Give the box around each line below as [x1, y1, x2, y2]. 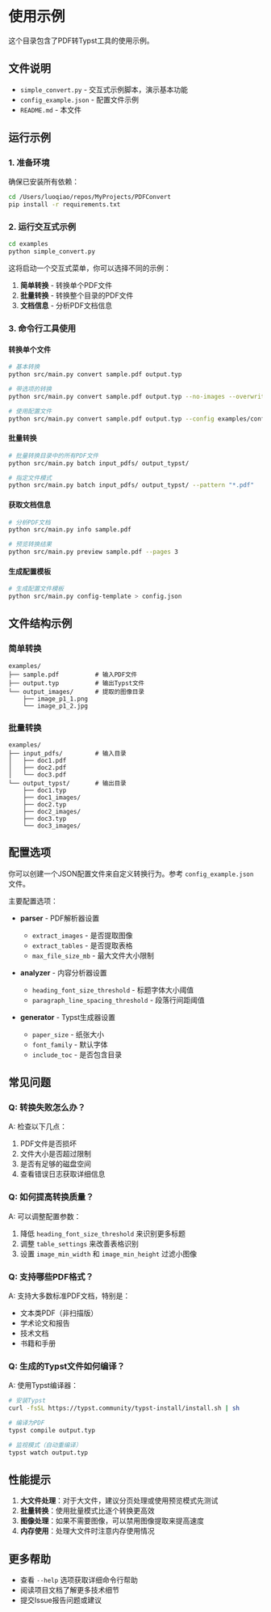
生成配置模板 [8, 566, 51, 576]
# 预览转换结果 [8, 540, 52, 548]
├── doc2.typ [23, 800, 67, 809]
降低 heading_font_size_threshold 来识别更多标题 [19, 1229, 186, 1238]
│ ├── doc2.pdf [8, 764, 67, 772]
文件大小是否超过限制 [19, 1149, 91, 1159]
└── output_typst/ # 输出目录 [8, 779, 127, 787]
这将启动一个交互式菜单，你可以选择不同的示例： [8, 264, 171, 273]
